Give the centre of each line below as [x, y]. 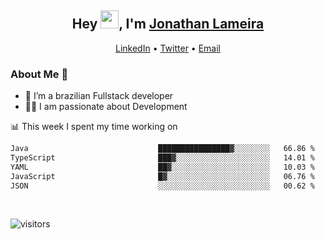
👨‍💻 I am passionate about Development [106, 107]
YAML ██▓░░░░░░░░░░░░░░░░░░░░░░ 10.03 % [162, 167]
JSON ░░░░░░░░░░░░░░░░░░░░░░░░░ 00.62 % [162, 186]
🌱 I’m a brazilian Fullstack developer [99, 96]
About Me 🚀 [39, 74]
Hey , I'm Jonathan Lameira [168, 24]
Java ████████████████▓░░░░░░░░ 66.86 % [162, 149]
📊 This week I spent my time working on [94, 127]
